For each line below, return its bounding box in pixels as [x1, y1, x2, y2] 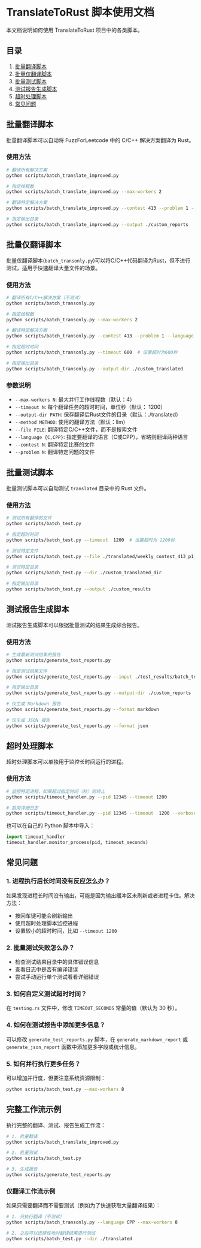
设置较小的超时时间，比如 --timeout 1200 [14, 927, 117, 934]
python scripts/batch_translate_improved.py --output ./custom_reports [6, 221, 188, 228]
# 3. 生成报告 [6, 1166, 38, 1172]
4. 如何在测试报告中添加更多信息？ [6, 1021, 106, 1029]
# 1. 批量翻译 [6, 1134, 38, 1140]
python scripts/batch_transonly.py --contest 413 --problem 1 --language [6, 333, 194, 339]
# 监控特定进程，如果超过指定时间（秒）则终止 [6, 788, 106, 794]
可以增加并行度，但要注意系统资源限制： [6, 1074, 106, 1081]
